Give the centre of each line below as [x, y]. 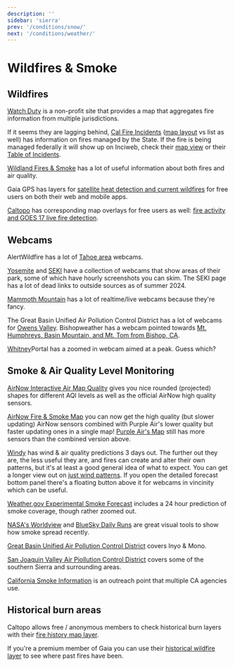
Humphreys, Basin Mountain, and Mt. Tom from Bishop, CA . [94, 336]
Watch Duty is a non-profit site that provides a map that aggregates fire [111, 111]
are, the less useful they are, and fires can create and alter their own [106, 460]
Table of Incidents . [34, 155]
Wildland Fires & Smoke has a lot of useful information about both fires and [116, 168]
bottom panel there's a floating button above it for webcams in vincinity [111, 482]
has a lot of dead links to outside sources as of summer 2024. [97, 286]
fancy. [17, 307]
